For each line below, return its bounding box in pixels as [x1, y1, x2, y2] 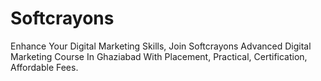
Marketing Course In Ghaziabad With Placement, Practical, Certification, [10, 50, 308, 62]
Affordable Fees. [10, 61, 79, 73]
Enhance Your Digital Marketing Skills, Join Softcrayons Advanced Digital [10, 40, 312, 52]
